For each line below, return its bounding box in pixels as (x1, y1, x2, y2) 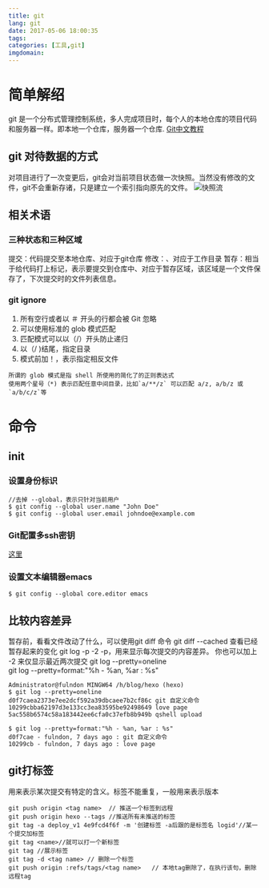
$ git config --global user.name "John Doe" (8, 503, 159, 511)
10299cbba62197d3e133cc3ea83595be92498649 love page (8, 704, 188, 712)
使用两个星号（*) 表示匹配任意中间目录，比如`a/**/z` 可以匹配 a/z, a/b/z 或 (8, 380, 244, 388)
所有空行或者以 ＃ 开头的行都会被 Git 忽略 (19, 313, 157, 323)
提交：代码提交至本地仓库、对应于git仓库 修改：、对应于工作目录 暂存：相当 (8, 254, 259, 264)
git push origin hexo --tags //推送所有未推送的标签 (8, 813, 176, 821)
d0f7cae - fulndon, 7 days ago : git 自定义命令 (8, 733, 168, 741)
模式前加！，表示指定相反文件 (19, 353, 118, 363)
